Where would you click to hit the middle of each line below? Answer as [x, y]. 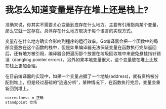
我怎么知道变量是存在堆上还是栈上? [77, 10]
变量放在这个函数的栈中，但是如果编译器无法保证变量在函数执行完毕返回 [83, 47]
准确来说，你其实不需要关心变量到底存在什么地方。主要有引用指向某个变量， [83, 25]
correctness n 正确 [24, 98]
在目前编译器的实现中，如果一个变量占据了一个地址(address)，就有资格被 [80, 76]
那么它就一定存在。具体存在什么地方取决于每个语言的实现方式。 [70, 30]
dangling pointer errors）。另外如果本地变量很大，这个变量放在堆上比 [84, 59]
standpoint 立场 [21, 102]
